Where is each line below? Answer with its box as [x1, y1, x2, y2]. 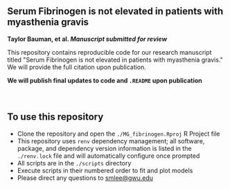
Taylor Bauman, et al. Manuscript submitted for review [7, 35, 168, 43]
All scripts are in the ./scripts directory [17, 159, 132, 167]
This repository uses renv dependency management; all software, [17, 136, 205, 145]
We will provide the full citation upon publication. [7, 62, 147, 71]
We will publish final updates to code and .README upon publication [7, 76, 202, 84]
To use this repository [7, 111, 104, 123]
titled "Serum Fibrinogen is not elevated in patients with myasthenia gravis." [7, 55, 223, 64]
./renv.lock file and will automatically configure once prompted [17, 152, 200, 160]
